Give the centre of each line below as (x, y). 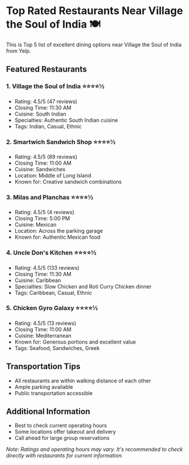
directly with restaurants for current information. (65, 456)
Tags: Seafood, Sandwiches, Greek (57, 348)
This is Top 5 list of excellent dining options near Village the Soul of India (94, 45)
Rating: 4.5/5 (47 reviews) (46, 101)
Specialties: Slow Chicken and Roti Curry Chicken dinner (83, 286)
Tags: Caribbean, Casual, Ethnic (53, 293)
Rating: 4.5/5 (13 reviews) (45, 323)
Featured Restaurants (46, 69)
